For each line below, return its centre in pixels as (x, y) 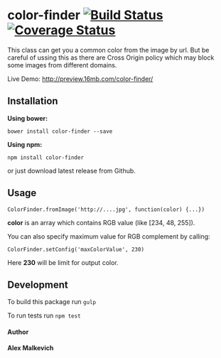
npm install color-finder (45, 157)
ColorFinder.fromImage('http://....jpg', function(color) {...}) (106, 210)
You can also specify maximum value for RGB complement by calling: (109, 236)
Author (18, 332)
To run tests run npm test (44, 315)
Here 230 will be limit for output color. (63, 262)
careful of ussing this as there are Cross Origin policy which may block (111, 58)
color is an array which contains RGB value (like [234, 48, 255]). (101, 222)
